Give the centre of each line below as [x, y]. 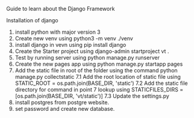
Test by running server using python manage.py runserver [87, 57]
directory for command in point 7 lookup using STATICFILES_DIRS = [99, 89]
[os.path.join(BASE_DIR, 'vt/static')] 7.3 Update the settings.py [92, 96]
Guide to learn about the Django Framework [61, 9]
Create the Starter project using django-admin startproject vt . [92, 51]
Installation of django [32, 20]
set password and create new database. [65, 109]
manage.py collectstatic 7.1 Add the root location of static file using [98, 77]
